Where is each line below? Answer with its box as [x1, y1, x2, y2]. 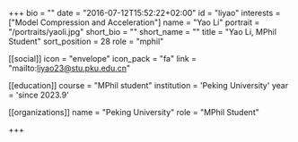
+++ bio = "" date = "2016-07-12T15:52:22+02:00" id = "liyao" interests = [8, 8, 281, 18]
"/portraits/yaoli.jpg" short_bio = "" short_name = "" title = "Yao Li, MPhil [8, 27, 277, 37]
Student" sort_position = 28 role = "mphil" [8, 36, 164, 46]
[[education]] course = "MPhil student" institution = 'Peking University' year [8, 80, 289, 90]
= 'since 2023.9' [8, 89, 69, 100]
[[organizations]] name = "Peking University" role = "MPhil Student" [8, 107, 259, 117]
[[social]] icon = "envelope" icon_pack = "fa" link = [8, 54, 197, 63]
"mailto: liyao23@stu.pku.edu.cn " [8, 63, 131, 73]
